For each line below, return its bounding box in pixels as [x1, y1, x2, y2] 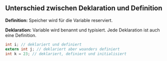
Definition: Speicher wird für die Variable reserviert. [5, 17, 113, 23]
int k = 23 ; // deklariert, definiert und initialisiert [5, 51, 127, 56]
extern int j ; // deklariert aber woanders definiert [5, 46, 120, 51]
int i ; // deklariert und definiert [5, 42, 82, 47]
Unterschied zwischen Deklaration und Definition [5, 4, 162, 12]
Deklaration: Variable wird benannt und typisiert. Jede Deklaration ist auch [5, 27, 160, 33]
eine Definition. [5, 32, 37, 38]
